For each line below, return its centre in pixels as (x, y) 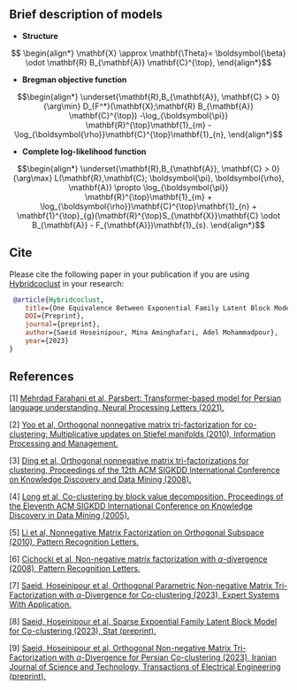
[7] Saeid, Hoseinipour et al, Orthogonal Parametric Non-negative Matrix (141, 585)
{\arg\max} (33, 178)
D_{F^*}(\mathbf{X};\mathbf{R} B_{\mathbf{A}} (168, 106)
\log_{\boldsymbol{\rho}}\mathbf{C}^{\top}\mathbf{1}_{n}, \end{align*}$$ (148, 134)
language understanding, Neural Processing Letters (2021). (117, 407)
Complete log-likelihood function (84, 151)
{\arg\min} (62, 106)
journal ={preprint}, (63, 325)
